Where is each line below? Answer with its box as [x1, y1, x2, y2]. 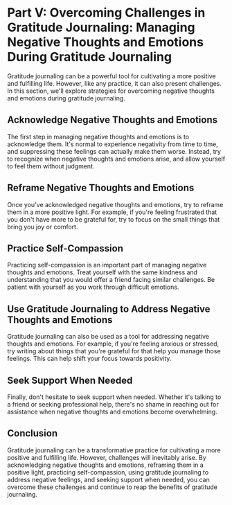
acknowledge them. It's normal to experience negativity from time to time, [7, 140, 218, 148]
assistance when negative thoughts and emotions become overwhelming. [7, 407, 218, 416]
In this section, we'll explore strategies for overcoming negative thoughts [7, 87, 215, 95]
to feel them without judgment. [7, 161, 95, 170]
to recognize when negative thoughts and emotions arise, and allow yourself [7, 154, 226, 163]
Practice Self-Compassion [7, 242, 123, 254]
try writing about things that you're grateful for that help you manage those [7, 347, 221, 355]
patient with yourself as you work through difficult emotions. [7, 283, 179, 292]
